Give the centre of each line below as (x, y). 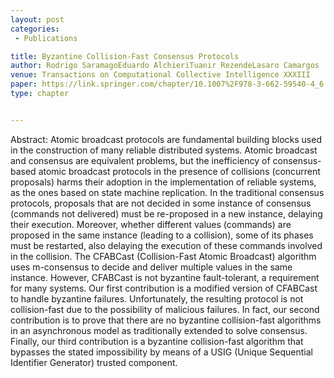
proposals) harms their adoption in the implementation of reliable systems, (163, 182)
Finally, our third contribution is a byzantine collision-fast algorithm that (157, 341)
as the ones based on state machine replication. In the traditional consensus (167, 192)
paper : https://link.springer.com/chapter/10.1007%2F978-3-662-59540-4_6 (167, 84)
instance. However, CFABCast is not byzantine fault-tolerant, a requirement (165, 277)
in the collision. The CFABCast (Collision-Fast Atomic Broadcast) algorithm (163, 256)
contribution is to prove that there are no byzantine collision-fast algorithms (166, 320)
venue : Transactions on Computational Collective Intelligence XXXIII (160, 75)
